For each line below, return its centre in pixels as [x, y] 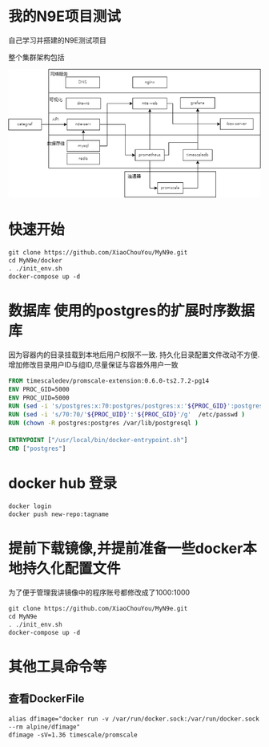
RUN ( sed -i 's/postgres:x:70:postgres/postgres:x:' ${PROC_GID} [118, 406]
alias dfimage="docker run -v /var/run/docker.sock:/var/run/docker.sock [134, 719]
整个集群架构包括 [36, 57]
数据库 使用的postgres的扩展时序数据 [131, 311]
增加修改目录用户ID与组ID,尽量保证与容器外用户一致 [93, 364]
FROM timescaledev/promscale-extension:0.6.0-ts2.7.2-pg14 [109, 381]
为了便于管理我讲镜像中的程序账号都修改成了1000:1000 [99, 592]
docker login [30, 506]
